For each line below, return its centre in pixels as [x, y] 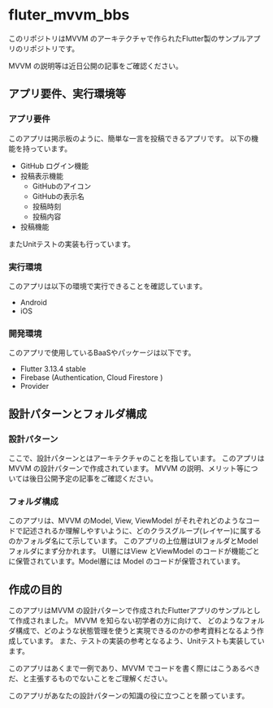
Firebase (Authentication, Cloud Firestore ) [91, 378]
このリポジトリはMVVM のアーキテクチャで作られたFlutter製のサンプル [127, 38]
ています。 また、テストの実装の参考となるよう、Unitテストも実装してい [143, 641]
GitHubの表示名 [58, 196]
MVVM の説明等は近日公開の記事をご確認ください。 [95, 66]
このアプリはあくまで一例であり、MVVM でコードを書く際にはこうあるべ [131, 668]
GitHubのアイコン [62, 186]
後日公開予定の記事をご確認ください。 [94, 478]
